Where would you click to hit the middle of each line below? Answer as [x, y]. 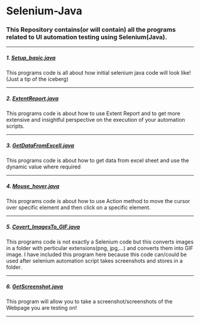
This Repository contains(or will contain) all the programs [91, 30]
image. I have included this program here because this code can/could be [96, 254]
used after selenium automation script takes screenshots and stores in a [94, 261]
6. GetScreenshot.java [35, 286]
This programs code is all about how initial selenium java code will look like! [99, 73]
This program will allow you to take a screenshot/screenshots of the [89, 302]
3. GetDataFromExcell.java [40, 146]
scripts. [15, 126]
